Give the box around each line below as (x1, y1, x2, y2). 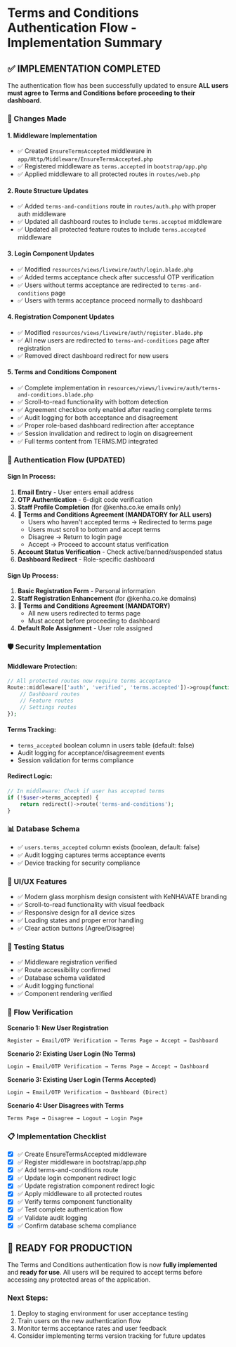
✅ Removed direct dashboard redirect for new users (17, 351, 169, 359)
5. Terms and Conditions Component (7, 368, 117, 376)
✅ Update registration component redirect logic (17, 1181, 155, 1190)
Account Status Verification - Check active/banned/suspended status (17, 548, 223, 556)
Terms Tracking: (7, 725, 56, 734)
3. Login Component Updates (7, 249, 95, 258)
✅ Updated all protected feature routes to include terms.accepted (17, 225, 206, 234)
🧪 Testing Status (7, 942, 65, 952)
